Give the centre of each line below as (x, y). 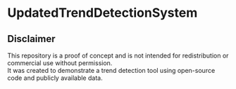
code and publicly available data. (55, 78)
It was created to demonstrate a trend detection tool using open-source (111, 70)
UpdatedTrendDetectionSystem (103, 13)
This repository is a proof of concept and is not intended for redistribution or (118, 55)
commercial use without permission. (60, 63)
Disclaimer (31, 39)
